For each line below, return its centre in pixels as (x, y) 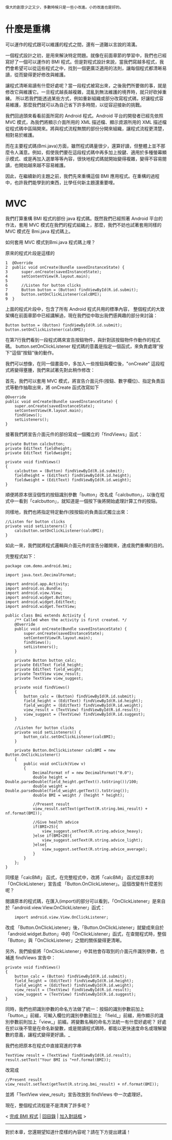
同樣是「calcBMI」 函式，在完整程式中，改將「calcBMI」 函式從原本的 (80, 877)
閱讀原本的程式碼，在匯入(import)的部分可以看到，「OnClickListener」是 (81, 901)
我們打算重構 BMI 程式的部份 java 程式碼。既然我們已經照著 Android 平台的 (84, 218)
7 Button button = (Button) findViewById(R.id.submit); (72, 290)
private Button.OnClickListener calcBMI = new (65, 750)
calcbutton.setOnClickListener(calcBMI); (59, 531)
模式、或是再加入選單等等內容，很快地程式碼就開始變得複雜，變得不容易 (86, 159)
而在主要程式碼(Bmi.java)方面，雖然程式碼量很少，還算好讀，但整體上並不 (83, 146)
